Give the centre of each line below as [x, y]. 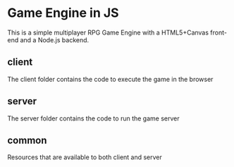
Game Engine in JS [63, 13]
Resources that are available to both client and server [85, 157]
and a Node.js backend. [55, 39]
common [27, 140]
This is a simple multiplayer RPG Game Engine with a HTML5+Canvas [108, 32]
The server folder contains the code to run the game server [93, 118]
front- [219, 32]
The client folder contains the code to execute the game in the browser [110, 79]
